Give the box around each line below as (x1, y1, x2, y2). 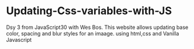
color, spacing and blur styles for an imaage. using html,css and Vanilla (6, 30, 179, 37)
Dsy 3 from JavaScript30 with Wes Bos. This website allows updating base (6, 24, 189, 31)
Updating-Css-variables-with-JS (6, 4, 172, 18)
